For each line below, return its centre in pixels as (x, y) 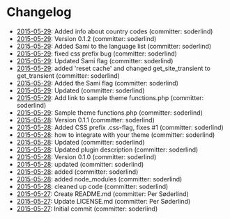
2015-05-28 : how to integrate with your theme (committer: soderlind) (116, 135)
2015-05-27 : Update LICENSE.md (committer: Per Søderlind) (103, 201)
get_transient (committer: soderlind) (68, 75)
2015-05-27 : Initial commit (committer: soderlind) (87, 209)
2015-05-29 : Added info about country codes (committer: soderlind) (115, 31)
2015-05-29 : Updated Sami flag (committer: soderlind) (95, 60)
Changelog (39, 12)
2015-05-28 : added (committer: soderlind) (77, 172)
